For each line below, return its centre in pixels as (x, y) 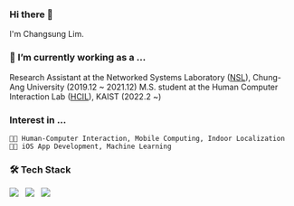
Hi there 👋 (32, 14)
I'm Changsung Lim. (47, 34)
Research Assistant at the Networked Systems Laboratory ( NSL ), (130, 77)
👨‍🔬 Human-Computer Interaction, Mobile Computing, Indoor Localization (147, 138)
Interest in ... (38, 119)
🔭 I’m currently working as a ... (78, 58)
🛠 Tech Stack (40, 169)
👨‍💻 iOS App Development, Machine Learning (90, 146)
